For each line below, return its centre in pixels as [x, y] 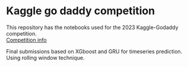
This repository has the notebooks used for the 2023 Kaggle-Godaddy [93, 27]
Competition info [26, 40]
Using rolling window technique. [45, 58]
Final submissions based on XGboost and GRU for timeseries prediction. [94, 51]
